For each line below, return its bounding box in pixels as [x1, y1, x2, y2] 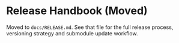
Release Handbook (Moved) [6, 4, 148, 18]
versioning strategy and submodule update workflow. [6, 29, 138, 37]
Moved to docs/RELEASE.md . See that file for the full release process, [6, 24, 174, 31]
